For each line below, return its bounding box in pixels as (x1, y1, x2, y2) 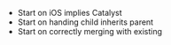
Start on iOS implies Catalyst (17, 8, 122, 18)
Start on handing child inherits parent (17, 17, 153, 27)
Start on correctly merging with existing (17, 26, 162, 36)
